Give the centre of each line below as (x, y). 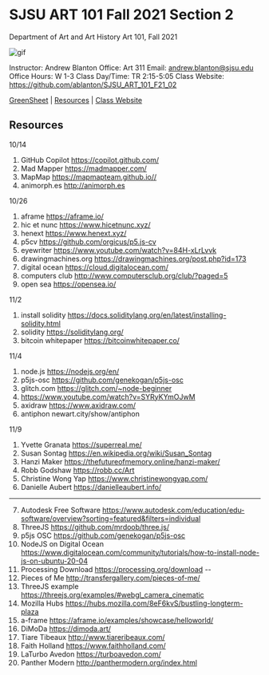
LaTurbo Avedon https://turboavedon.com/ (91, 654)
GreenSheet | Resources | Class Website (76, 100)
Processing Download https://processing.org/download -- (116, 569)
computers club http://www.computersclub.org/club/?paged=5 (124, 275)
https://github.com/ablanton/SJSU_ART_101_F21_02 (93, 85)
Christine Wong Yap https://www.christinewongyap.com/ (114, 478)
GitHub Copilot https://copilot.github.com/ (89, 160)
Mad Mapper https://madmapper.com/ (83, 168)
